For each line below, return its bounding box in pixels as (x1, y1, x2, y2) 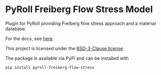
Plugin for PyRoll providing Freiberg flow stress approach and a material (5, 20, 156, 26)
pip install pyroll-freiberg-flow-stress (5, 65, 95, 70)
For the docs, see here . (5, 35, 54, 42)
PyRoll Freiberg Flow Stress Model (5, 4, 153, 15)
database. (5, 25, 26, 31)
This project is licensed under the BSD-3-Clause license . (5, 45, 125, 51)
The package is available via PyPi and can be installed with (5, 55, 129, 61)
